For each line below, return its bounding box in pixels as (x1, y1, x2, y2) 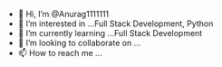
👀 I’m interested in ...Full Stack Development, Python (17, 18, 214, 29)
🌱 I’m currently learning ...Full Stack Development (17, 28, 203, 38)
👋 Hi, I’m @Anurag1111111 (17, 9, 110, 19)
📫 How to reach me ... (17, 48, 102, 58)
